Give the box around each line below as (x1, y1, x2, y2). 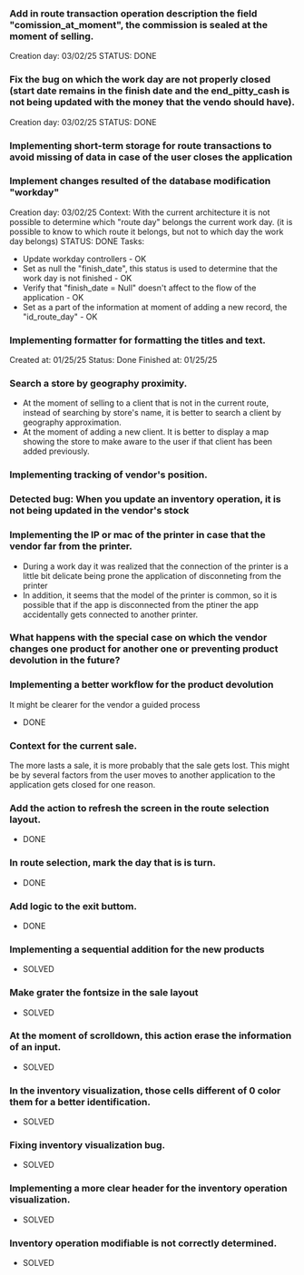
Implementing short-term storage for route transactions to (9, 139, 272, 152)
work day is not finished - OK (22, 272, 132, 283)
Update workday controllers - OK (22, 253, 147, 264)
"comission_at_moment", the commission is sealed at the (9, 18, 268, 31)
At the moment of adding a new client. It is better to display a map (22, 427, 270, 437)
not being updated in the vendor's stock (9, 505, 190, 517)
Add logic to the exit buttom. (9, 899, 138, 912)
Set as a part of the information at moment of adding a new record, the (22, 301, 288, 312)
